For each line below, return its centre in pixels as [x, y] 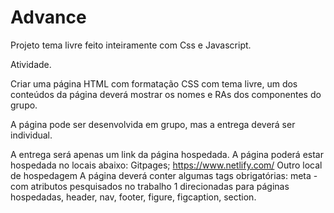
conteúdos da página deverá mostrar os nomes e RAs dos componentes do [166, 94]
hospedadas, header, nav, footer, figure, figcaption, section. [133, 197]
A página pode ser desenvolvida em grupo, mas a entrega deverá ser [153, 124]
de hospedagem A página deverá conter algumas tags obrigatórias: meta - [164, 175]
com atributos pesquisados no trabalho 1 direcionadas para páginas [150, 186]
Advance [48, 17]
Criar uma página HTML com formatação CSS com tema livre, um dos [154, 83]
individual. [31, 135]
